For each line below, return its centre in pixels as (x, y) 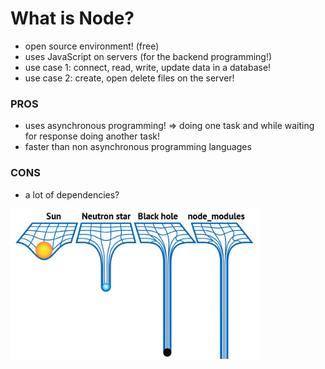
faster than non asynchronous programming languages (138, 147)
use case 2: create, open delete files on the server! (129, 78)
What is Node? (72, 18)
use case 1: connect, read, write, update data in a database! (148, 67)
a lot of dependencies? (72, 194)
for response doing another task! (92, 136)
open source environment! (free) (92, 46)
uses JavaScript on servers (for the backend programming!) (148, 56)
